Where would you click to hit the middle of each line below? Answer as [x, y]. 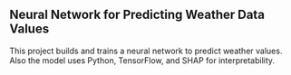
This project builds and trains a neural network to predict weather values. [146, 51]
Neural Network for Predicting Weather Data [137, 15]
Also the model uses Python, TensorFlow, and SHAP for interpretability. [142, 60]
